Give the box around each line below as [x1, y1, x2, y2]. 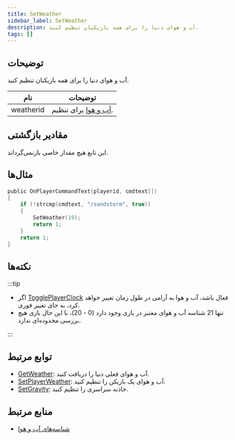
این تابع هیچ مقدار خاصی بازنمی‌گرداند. [7, 148, 108, 156]
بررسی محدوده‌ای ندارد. [17, 316, 81, 325]
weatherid [11, 105, 45, 115]
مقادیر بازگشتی [7, 129, 68, 141]
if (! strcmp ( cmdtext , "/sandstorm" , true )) [20, 201, 152, 208]
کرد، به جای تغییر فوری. [17, 301, 80, 309]
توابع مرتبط [7, 351, 52, 363]
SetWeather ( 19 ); [33, 214, 81, 221]
